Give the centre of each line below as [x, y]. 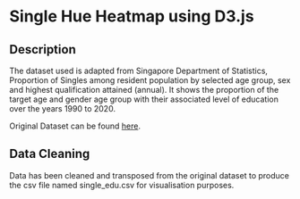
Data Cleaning [50, 154]
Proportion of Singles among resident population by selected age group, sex [150, 80]
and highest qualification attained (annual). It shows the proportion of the [144, 90]
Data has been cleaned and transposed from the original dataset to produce [149, 175]
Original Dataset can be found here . [75, 126]
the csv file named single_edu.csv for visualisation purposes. [122, 185]
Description [43, 50]
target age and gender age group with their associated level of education [144, 99]
